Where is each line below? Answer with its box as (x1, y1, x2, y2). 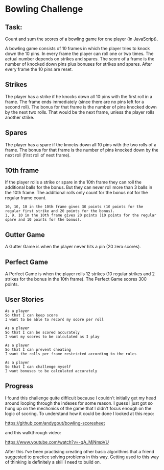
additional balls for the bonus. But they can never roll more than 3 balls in (5, 184, 153, 190)
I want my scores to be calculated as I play (5, 334, 99, 339)
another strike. (5, 114, 35, 120)
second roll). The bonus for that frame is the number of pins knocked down (5, 104, 157, 110)
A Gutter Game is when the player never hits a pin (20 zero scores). (5, 244, 141, 250)
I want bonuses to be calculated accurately (5, 368, 97, 373)
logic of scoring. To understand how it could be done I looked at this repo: (5, 411, 154, 417)
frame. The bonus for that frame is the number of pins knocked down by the (5, 147, 159, 153)
